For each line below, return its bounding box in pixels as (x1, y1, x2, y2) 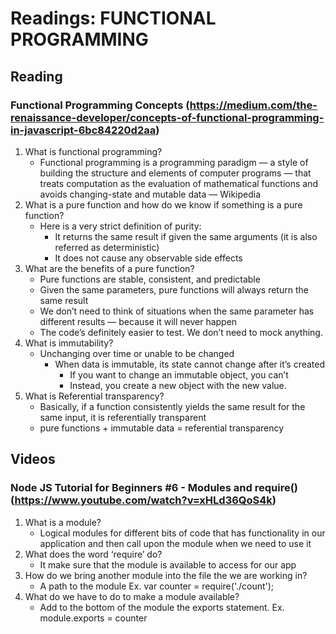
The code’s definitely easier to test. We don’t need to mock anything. (39, 326, 323, 338)
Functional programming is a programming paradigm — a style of (39, 156, 309, 168)
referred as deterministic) (54, 241, 160, 253)
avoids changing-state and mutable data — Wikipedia (39, 188, 262, 200)
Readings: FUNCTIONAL (10, 7, 217, 30)
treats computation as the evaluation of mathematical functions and (39, 177, 319, 189)
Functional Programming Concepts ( (10, 98, 190, 112)
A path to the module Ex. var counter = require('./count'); (39, 580, 275, 592)
